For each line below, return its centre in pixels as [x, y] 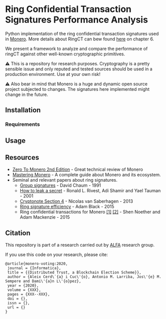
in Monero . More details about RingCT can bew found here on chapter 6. [80, 39]
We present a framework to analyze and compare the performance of [77, 48]
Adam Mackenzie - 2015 [45, 217]
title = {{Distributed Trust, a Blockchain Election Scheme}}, [74, 273]
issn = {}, [18, 303]
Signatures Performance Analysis [77, 20]
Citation [18, 233]
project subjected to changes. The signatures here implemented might [77, 89]
